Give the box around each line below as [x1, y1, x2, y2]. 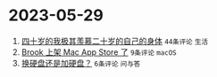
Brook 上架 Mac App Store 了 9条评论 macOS [21, 46, 178, 58]
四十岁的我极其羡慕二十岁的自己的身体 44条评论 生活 [21, 35, 209, 46]
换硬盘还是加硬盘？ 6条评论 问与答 [21, 58, 141, 68]
